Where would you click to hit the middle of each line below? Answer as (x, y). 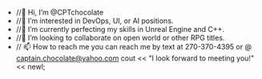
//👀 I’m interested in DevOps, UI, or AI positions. (95, 21)
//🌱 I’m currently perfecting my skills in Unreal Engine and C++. (120, 29)
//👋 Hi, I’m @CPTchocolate (60, 12)
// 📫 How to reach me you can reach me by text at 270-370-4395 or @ (134, 47)
